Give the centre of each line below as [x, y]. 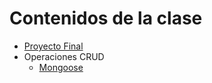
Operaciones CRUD [64, 56]
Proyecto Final [53, 46]
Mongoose [61, 67]
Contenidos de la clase [106, 18]
